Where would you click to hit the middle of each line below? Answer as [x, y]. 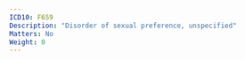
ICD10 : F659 [31, 17]
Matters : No [31, 34]
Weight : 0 [28, 42]
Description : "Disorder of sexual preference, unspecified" [123, 26]
